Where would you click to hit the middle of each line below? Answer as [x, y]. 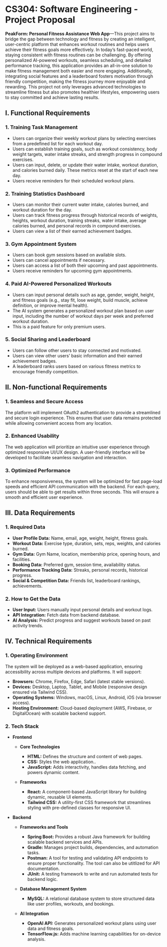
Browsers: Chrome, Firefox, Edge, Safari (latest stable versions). [79, 681]
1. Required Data [25, 527]
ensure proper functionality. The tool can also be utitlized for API [94, 864]
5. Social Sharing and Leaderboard [48, 339]
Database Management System [53, 889]
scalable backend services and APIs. [65, 842]
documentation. [43, 869]
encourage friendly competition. [45, 371]
